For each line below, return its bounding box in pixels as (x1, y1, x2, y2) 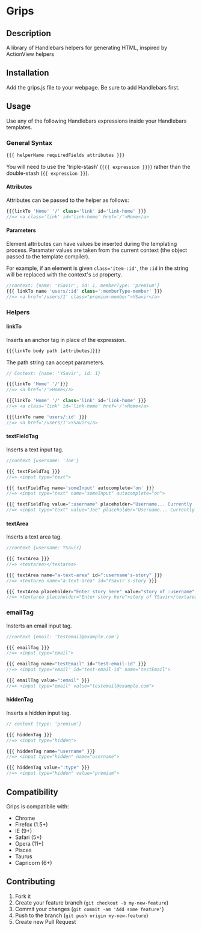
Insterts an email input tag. (6, 622, 72, 629)
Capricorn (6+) (14, 859, 52, 866)
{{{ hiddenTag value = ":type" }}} (6, 765, 90, 771)
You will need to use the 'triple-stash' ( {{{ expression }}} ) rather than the (6, 163, 191, 170)
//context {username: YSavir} (6, 545, 82, 551)
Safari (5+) (14, 834, 42, 841)
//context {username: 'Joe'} (6, 457, 79, 463)
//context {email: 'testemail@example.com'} (6, 633, 120, 639)
